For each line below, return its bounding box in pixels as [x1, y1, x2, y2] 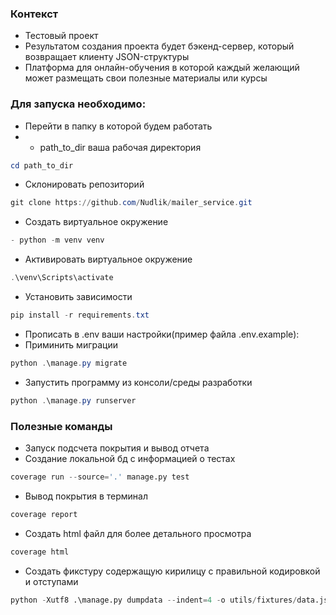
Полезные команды [10, 419, 113, 433]
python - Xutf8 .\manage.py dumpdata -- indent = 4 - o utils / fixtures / [10, 595, 298, 605]
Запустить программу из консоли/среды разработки [24, 376, 253, 388]
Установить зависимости [24, 291, 133, 303]
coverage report [10, 509, 78, 519]
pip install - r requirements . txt [10, 310, 150, 321]
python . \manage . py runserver [10, 395, 137, 406]
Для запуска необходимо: [10, 97, 147, 111]
